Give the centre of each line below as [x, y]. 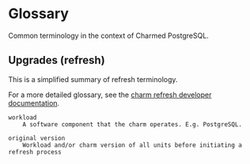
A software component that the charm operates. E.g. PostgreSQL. [133, 124]
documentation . [34, 102]
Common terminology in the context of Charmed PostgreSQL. [109, 35]
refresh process [35, 152]
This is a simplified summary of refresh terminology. [93, 79]
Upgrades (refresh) [57, 60]
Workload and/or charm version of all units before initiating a [133, 145]
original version [37, 138]
